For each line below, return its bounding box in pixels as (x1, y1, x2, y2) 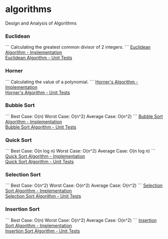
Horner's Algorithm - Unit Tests (5, 89, 70, 95)
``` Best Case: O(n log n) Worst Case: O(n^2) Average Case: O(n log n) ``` (5, 148, 156, 154)
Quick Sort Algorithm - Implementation (5, 153, 86, 159)
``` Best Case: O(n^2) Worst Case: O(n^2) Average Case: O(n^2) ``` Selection (5, 182, 163, 189)
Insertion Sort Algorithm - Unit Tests (5, 227, 80, 234)
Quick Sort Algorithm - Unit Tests (5, 159, 74, 165)
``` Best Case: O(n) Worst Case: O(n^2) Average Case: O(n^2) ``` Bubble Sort (5, 113, 163, 119)
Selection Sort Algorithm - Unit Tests (5, 193, 81, 199)
